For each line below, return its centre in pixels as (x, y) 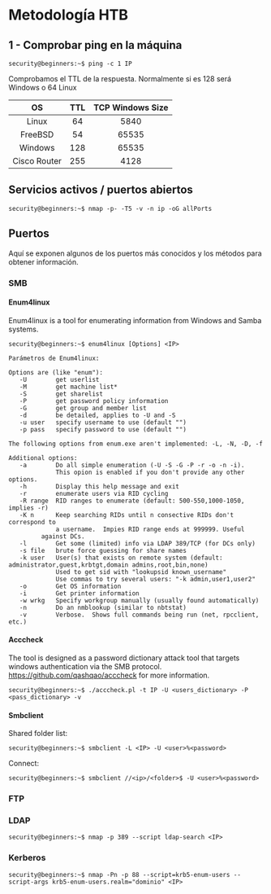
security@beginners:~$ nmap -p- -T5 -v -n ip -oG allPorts (110, 208)
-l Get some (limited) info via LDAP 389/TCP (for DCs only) (137, 543)
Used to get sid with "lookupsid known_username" (141, 572)
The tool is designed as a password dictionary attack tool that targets (124, 658)
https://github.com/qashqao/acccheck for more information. (109, 675)
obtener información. (43, 261)
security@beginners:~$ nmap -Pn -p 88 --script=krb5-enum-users (119, 874)
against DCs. (63, 536)
